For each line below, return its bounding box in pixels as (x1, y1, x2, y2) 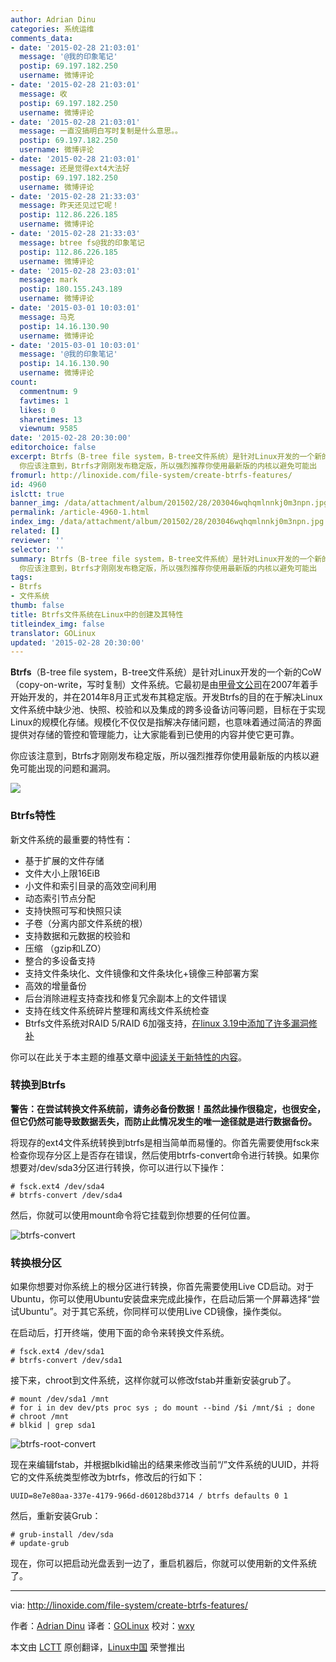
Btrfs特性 (10, 809, 56, 823)
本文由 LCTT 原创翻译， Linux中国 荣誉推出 (10, 1641, 186, 1653)
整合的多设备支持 (24, 954, 96, 966)
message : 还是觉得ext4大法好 (19, 163, 130, 173)
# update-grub (10, 1539, 70, 1549)
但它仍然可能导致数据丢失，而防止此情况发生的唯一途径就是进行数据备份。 (10, 1115, 317, 1127)
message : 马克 (19, 312, 75, 322)
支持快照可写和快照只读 (24, 904, 122, 916)
